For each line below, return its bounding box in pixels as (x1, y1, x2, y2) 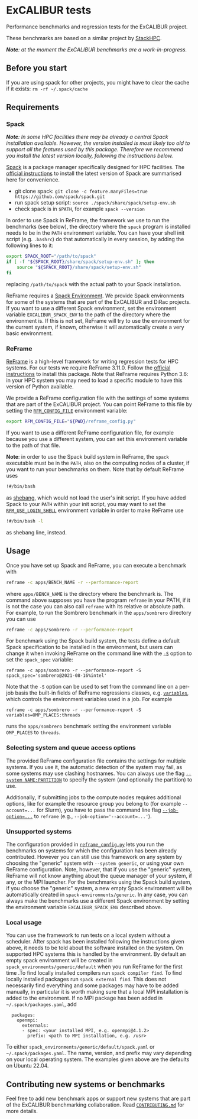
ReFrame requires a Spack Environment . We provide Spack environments (6, 292, 184, 299)
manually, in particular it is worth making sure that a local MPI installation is (6, 988, 189, 995)
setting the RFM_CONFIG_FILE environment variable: (6, 407, 128, 414)
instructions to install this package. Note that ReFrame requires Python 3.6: (6, 371, 189, 378)
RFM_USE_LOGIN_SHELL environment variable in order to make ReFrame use (6, 507, 184, 514)
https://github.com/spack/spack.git (14, 194, 105, 200)
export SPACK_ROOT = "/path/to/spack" (6, 254, 96, 260)
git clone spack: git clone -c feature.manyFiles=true (14, 187, 148, 195)
